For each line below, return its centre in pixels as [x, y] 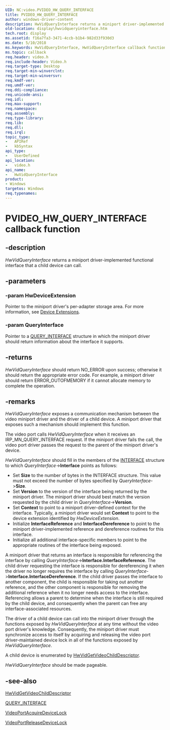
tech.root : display [26, 33]
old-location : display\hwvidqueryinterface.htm [56, 29]
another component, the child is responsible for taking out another [74, 582]
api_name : [16, 170]
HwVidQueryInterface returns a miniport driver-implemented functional [79, 260]
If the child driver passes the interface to [120, 577]
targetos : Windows [25, 189]
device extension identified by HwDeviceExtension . [66, 519]
